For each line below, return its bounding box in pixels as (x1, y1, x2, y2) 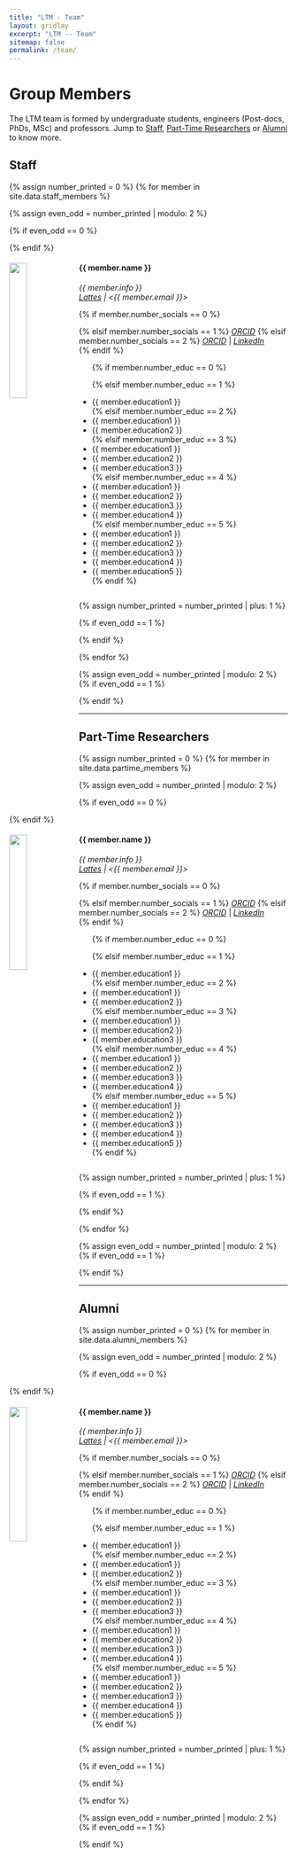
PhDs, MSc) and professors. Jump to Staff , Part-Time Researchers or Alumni (9, 123, 288, 134)
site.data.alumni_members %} (79, 1334, 188, 1345)
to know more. (9, 132, 62, 143)
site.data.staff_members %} (9, 191, 110, 201)
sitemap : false (9, 37, 65, 47)
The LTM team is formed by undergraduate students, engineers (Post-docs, (9, 113, 285, 124)
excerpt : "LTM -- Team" (9, 29, 97, 38)
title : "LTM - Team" (9, 12, 86, 22)
